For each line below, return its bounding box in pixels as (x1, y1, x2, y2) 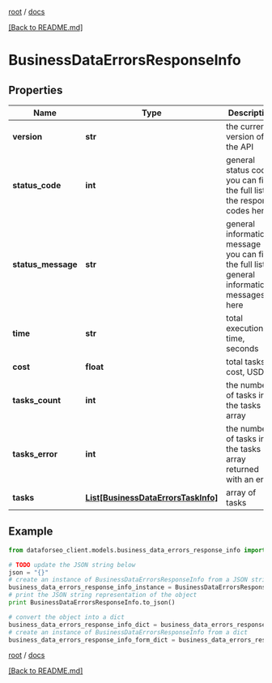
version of (226, 131, 265, 142)
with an (226, 474, 254, 485)
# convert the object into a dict (8, 612, 125, 621)
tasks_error (12, 449, 58, 459)
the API (226, 141, 253, 152)
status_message (12, 259, 79, 270)
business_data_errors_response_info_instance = (8, 583, 172, 591)
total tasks (226, 356, 266, 367)
